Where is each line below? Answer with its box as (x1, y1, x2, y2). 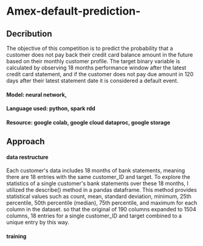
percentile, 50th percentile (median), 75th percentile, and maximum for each (6, 199, 198, 206)
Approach (6, 136, 45, 147)
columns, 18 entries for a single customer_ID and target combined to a (6, 212, 182, 220)
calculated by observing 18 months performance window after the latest (6, 64, 187, 71)
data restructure (6, 153, 49, 161)
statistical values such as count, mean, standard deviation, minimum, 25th (6, 193, 191, 200)
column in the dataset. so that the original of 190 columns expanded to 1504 (6, 206, 196, 213)
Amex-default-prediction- (6, 4, 141, 18)
